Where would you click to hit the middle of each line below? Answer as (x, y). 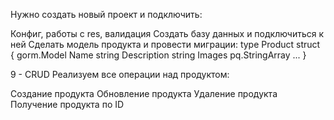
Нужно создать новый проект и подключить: (106, 14)
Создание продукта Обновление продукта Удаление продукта (144, 93)
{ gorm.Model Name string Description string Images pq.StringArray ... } (158, 55)
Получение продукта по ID (67, 104)
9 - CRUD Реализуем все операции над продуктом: (120, 74)
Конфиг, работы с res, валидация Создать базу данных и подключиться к (167, 33)
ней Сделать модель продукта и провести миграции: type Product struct (165, 44)
